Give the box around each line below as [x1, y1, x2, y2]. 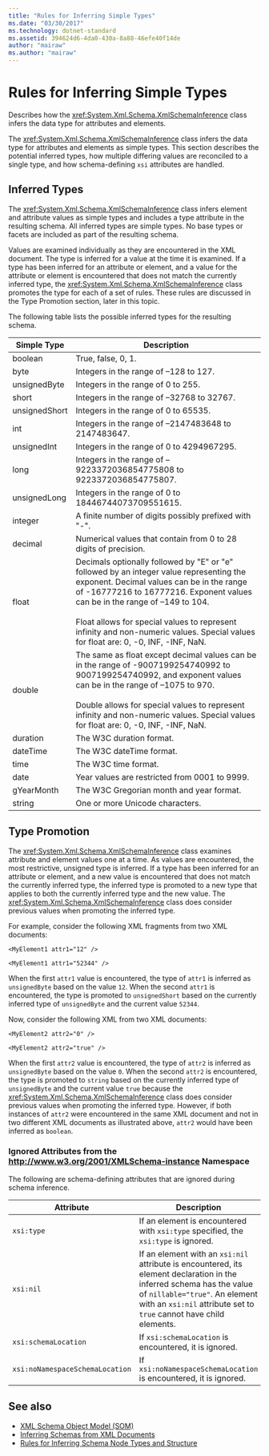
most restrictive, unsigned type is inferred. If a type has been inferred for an [8, 863, 259, 873]
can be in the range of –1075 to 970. [75, 679, 215, 690]
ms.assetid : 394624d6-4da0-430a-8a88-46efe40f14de [8, 34, 181, 42]
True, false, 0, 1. [75, 353, 137, 364]
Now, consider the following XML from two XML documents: [8, 1014, 207, 1024]
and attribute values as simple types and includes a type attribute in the [8, 212, 244, 222]
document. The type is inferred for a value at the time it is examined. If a [8, 253, 247, 263]
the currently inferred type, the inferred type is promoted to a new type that [8, 880, 258, 889]
